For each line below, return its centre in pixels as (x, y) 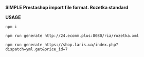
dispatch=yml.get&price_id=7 (37, 49)
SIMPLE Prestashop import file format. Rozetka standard (67, 7)
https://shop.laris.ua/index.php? (81, 45)
